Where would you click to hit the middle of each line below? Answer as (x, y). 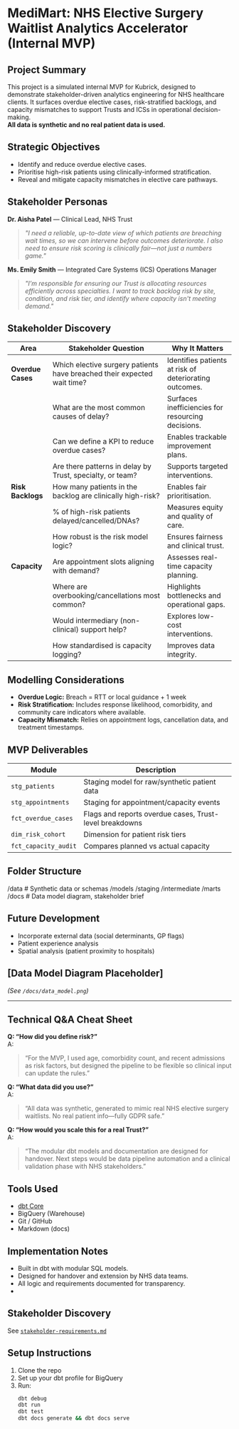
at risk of (182, 369)
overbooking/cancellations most (106, 595)
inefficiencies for (195, 408)
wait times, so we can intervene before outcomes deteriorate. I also (124, 240)
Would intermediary (85, 620)
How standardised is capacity (102, 645)
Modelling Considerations (66, 680)
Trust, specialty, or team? (95, 476)
